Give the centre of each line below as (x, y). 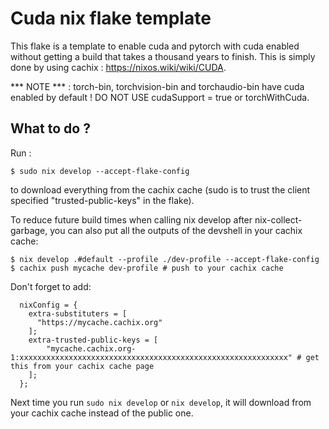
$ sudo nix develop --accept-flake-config (100, 171)
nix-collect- (278, 219)
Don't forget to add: (51, 286)
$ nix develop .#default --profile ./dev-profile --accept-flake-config (165, 259)
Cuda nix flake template (111, 18)
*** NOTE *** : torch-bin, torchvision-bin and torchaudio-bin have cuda (157, 86)
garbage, (29, 230)
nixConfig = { (48, 305)
